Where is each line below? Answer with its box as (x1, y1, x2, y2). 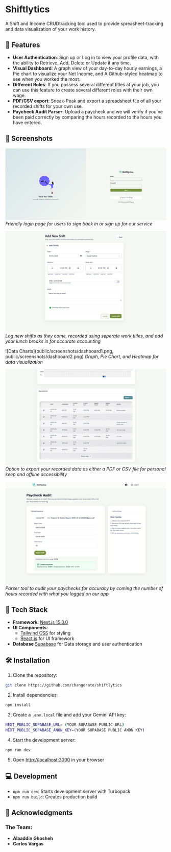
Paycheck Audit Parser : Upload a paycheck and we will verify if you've (12, 108, 163, 114)
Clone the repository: (12, 672, 58, 678)
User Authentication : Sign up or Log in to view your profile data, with (12, 54, 159, 60)
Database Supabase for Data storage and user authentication (12, 641, 143, 647)
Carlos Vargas (12, 841, 44, 847)
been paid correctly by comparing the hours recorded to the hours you (12, 114, 162, 120)
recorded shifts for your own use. (12, 103, 83, 109)
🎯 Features (5, 41, 40, 50)
